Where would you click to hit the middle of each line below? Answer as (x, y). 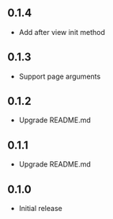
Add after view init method (62, 32)
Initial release (40, 209)
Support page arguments (60, 76)
